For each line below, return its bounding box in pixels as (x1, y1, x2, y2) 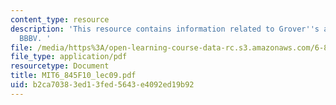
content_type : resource (10, 14, 110, 25)
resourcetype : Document (10, 61, 110, 71)
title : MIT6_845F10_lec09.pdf (10, 71, 137, 81)
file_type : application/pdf (10, 52, 128, 62)
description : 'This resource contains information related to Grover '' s (10, 24, 320, 34)
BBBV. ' (19, 33, 52, 43)
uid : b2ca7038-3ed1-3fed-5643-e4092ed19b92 (10, 80, 195, 90)
